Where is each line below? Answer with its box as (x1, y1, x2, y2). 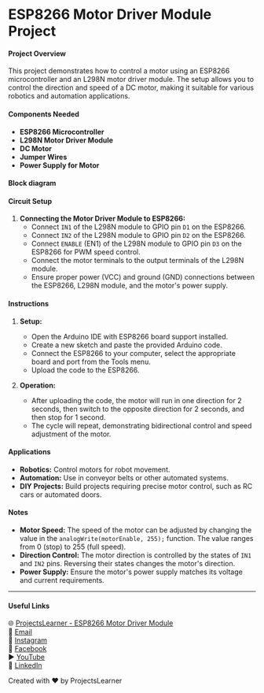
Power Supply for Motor (19, 160, 100, 170)
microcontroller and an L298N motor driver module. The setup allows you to (8, 75, 254, 84)
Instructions (8, 298, 49, 308)
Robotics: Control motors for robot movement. (19, 465, 170, 474)
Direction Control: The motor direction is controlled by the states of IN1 (19, 550, 251, 560)
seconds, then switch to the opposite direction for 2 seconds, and (31, 404, 245, 413)
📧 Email (8, 628, 33, 637)
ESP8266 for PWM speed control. (31, 247, 141, 257)
